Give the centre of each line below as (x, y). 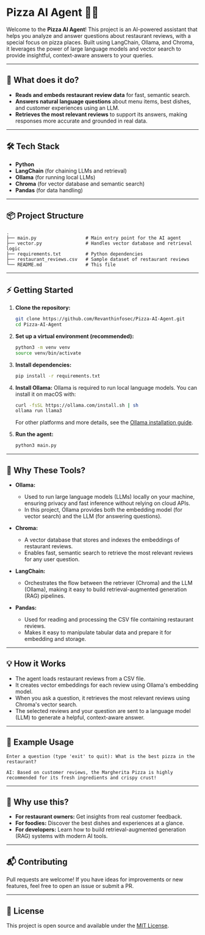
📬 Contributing (37, 862)
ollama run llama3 (38, 411)
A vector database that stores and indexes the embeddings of (102, 540)
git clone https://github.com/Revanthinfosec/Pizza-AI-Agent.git (100, 319)
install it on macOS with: (45, 394)
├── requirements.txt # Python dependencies (75, 254)
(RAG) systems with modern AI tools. (61, 836)
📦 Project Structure (45, 216)
